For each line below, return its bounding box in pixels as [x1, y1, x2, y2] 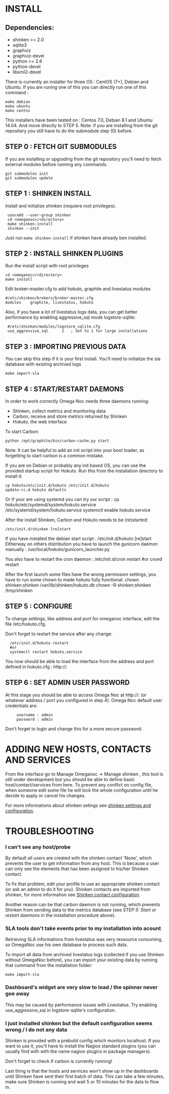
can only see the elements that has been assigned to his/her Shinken [5, 866, 149, 872]
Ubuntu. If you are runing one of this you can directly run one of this [5, 84, 147, 90]
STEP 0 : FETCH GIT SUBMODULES [5, 142, 117, 151]
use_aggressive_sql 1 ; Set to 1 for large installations [7, 329, 148, 334]
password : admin [16, 717, 53, 722]
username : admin [16, 712, 53, 717]
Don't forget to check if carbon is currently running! [5, 1058, 112, 1064]
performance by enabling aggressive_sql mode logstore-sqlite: [5, 315, 136, 321]
